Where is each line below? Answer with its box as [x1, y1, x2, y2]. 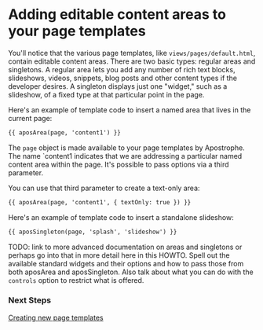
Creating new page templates [8, 313, 104, 322]
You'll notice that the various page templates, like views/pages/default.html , [8, 48, 256, 57]
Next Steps [8, 295, 52, 306]
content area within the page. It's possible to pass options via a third [8, 159, 229, 169]
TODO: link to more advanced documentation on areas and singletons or [8, 242, 243, 251]
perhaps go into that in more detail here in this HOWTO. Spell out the [8, 250, 230, 260]
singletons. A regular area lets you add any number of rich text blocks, [8, 64, 236, 74]
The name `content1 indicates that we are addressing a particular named [8, 151, 243, 160]
